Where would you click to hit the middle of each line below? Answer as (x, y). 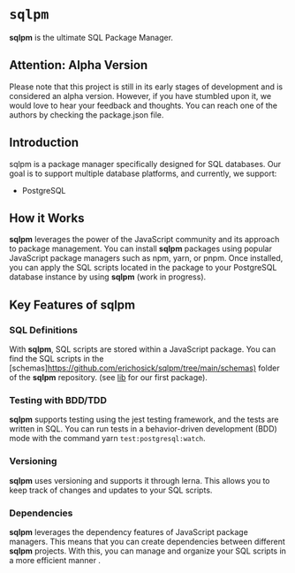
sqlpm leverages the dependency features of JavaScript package (129, 531)
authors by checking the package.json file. (87, 115)
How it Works (47, 218)
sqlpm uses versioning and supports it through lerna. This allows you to (140, 480)
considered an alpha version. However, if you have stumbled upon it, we (140, 95)
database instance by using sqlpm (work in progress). (108, 277)
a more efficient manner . (55, 560)
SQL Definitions (43, 330)
